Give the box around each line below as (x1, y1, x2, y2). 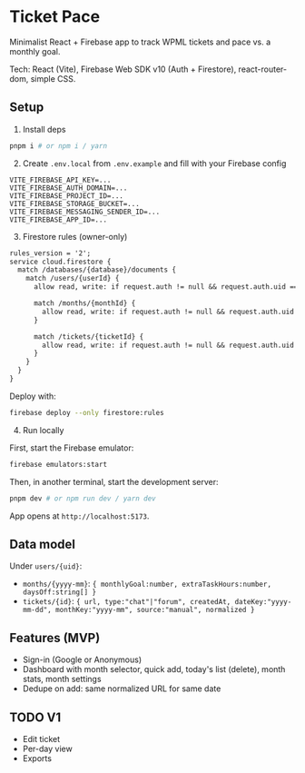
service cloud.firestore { (9, 257, 112, 266)
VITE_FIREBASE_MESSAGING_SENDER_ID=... (9, 207, 161, 216)
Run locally (22, 424, 64, 435)
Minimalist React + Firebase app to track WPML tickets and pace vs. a (9, 36, 271, 47)
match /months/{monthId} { (33, 299, 136, 308)
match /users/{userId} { (25, 274, 120, 283)
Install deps (22, 124, 66, 134)
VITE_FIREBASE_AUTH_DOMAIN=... (9, 183, 128, 193)
